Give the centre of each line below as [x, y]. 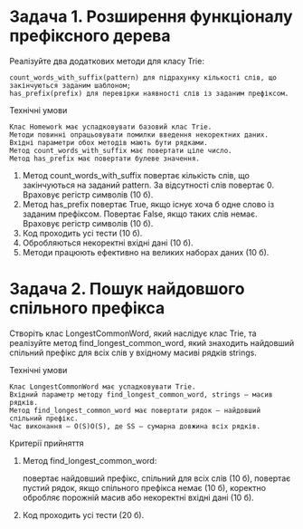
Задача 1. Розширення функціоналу [151, 17]
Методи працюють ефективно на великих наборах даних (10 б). [146, 252]
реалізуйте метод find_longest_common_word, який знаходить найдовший [152, 342]
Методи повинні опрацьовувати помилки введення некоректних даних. [139, 135]
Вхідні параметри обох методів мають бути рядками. [109, 142]
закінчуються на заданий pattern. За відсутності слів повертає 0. [148, 185]
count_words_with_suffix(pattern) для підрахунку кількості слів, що [143, 77]
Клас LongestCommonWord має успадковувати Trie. [103, 387]
